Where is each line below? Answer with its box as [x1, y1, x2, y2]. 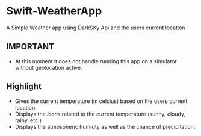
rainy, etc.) [14, 116, 42, 124]
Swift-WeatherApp [6, 4, 102, 18]
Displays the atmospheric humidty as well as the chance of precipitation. [14, 123, 196, 130]
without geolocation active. [14, 64, 82, 71]
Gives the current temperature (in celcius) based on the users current [14, 97, 188, 105]
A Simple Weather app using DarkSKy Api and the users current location [6, 24, 185, 31]
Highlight [6, 81, 42, 91]
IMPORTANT [6, 42, 54, 52]
